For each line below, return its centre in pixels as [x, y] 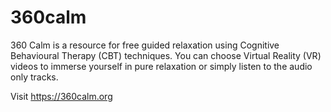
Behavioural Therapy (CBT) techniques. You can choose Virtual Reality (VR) [166, 55]
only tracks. [34, 77]
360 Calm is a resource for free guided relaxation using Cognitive [145, 45]
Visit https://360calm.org [61, 96]
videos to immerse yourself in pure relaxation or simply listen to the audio [161, 66]
